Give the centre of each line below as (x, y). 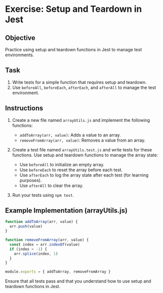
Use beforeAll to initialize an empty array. (62, 164)
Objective (20, 38)
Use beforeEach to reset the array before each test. (71, 170)
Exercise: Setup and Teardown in (74, 9)
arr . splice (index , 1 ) (36, 254)
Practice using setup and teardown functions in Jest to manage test (74, 50)
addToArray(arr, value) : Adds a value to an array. (70, 135)
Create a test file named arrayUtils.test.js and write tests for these (82, 149)
